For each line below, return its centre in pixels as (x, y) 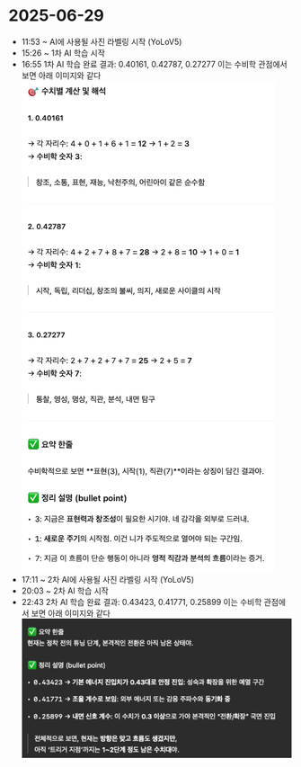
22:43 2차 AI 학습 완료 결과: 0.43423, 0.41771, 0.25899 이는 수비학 (142, 602)
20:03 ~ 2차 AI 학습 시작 (65, 591)
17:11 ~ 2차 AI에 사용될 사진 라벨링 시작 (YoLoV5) (108, 579)
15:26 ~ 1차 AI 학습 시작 (63, 53)
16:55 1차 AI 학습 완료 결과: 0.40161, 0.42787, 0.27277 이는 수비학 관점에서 (155, 64)
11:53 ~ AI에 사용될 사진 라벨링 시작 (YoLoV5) (102, 41)
